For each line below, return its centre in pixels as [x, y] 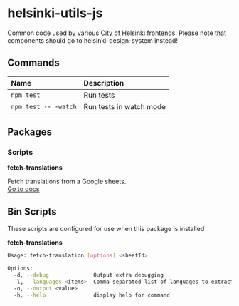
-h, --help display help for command [92, 295]
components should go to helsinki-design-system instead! [92, 40]
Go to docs [23, 189]
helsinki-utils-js [55, 13]
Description [104, 83]
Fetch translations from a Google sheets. [67, 182]
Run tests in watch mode [124, 106]
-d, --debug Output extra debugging [89, 275]
